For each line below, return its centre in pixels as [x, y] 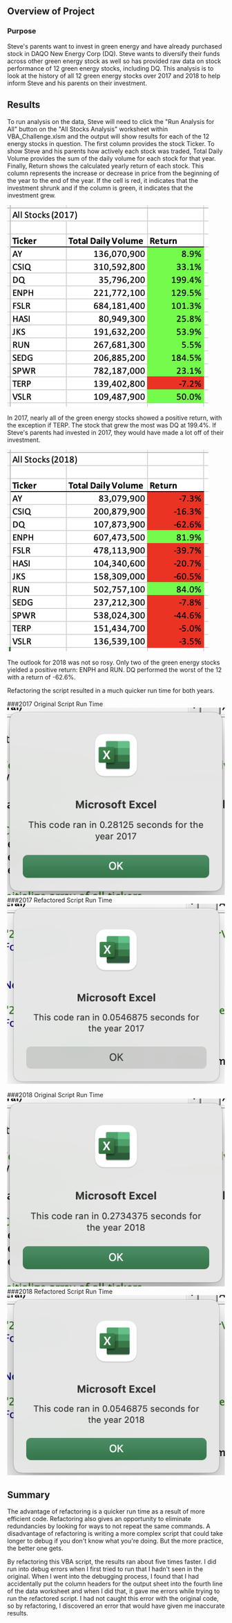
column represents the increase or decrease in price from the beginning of [113, 173]
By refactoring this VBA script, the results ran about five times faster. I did [112, 1562]
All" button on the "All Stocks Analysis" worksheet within [87, 129]
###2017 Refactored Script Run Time [60, 901]
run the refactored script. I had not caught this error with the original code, [113, 1599]
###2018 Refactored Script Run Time [60, 1292]
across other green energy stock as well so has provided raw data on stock [114, 61]
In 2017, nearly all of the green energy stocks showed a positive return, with [115, 418]
